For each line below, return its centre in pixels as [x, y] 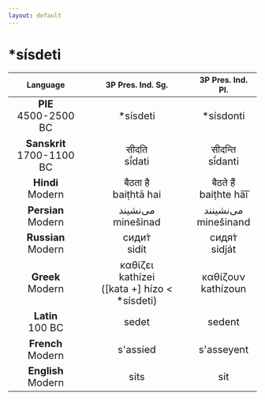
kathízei [137, 277]
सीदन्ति [224, 149]
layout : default [35, 15]
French [46, 343]
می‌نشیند [137, 210]
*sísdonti [224, 116]
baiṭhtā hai [137, 195]
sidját [224, 249]
